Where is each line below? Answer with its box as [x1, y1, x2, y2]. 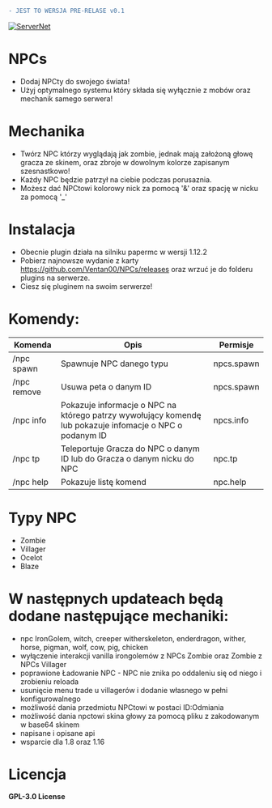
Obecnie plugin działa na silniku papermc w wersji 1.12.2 [19, 247, 208, 257]
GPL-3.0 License [8, 792, 66, 802]
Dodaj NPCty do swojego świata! [19, 76, 130, 86]
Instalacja [8, 220, 75, 238]
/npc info [12, 415, 47, 426]
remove [12, 386, 42, 398]
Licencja [8, 765, 67, 784]
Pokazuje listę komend [60, 476, 147, 487]
